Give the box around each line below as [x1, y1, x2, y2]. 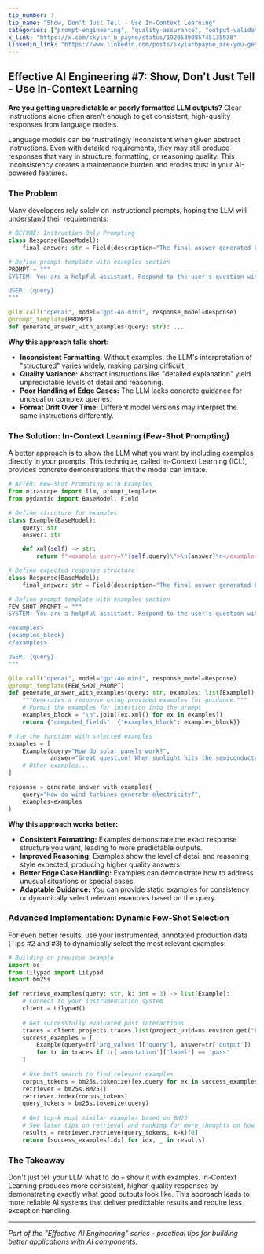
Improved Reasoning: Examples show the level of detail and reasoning [19, 851, 250, 860]
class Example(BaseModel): [8, 516, 97, 524]
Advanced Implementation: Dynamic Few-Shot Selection [8, 912, 229, 923]
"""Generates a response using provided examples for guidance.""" [22, 696, 247, 704]
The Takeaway [8, 1154, 65, 1165]
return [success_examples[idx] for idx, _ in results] [22, 1136, 206, 1144]
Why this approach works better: [8, 819, 119, 829]
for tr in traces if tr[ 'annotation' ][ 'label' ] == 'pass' [36, 1048, 230, 1057]
